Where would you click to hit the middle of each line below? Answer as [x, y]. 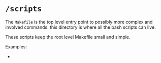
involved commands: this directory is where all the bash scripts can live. [80, 27]
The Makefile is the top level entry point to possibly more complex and [79, 22]
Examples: [16, 46]
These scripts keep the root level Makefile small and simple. [68, 37]
